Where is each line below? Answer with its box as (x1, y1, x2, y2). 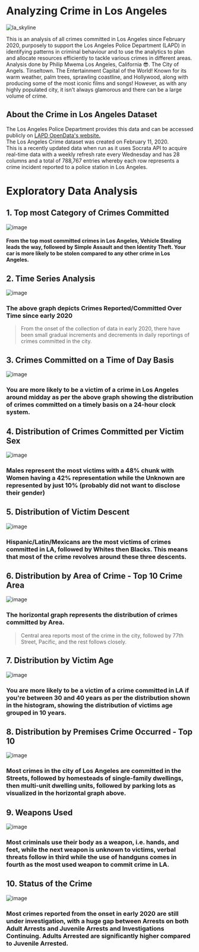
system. (6, 408, 31, 416)
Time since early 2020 (6, 311, 73, 320)
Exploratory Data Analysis (6, 184, 138, 198)
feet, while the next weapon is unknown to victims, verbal (6, 845, 176, 854)
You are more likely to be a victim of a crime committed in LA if (6, 686, 189, 694)
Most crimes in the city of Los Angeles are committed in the (6, 767, 182, 775)
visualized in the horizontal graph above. (6, 789, 127, 797)
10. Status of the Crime (6, 879, 93, 889)
